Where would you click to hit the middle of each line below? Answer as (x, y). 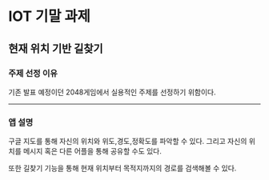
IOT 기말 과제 (49, 16)
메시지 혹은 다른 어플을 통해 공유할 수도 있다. (92, 151)
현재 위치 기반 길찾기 (56, 48)
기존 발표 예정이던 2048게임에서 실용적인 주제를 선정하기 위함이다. (112, 92)
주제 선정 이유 (33, 73)
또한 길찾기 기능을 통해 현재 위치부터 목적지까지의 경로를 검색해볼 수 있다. (122, 168)
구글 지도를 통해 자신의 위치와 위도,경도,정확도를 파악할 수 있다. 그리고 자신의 (128, 142)
